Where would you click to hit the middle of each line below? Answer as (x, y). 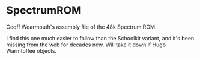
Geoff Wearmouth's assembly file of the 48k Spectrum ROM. (82, 27)
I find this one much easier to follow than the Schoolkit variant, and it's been (100, 38)
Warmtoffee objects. (32, 50)
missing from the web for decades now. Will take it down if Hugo (86, 45)
